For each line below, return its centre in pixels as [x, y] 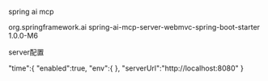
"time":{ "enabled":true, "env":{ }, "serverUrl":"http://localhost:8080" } [126, 68]
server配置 [26, 52]
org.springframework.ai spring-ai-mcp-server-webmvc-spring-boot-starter [134, 27]
